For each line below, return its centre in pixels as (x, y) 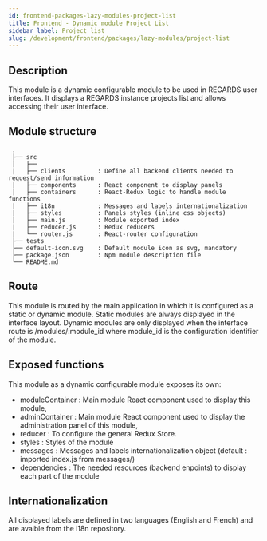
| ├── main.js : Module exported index (96, 220)
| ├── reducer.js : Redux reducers (83, 227)
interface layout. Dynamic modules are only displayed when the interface (128, 322)
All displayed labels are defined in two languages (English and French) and (131, 520)
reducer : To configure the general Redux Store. (98, 433)
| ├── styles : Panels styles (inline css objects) (119, 213)
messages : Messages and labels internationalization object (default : (133, 450)
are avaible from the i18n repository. (67, 529)
